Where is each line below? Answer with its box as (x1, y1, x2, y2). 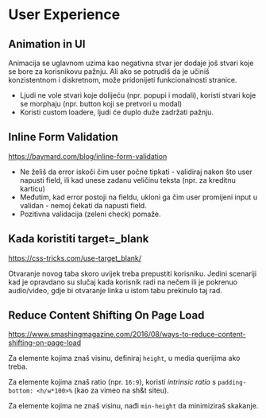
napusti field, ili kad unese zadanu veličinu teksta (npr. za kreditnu (19, 175, 236, 184)
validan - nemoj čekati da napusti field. (19, 200, 147, 210)
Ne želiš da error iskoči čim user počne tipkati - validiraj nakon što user (19, 167, 253, 176)
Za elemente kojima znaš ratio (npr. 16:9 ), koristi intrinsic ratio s (8, 377, 217, 387)
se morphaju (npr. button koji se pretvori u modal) (19, 99, 183, 108)
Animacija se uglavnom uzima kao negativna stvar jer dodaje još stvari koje (8, 58, 254, 68)
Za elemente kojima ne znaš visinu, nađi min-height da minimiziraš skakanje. (8, 401, 259, 411)
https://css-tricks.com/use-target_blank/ (8, 253, 141, 263)
